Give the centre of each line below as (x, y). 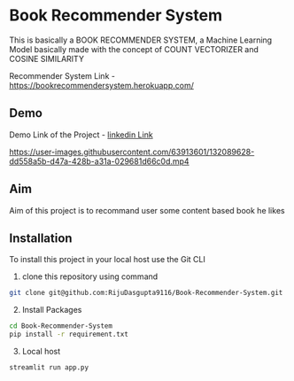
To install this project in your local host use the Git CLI (107, 260)
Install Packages (52, 310)
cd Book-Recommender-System (61, 326)
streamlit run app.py (49, 368)
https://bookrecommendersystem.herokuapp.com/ (102, 85)
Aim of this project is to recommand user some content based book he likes (147, 210)
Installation (41, 238)
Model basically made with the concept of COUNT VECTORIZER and (134, 49)
